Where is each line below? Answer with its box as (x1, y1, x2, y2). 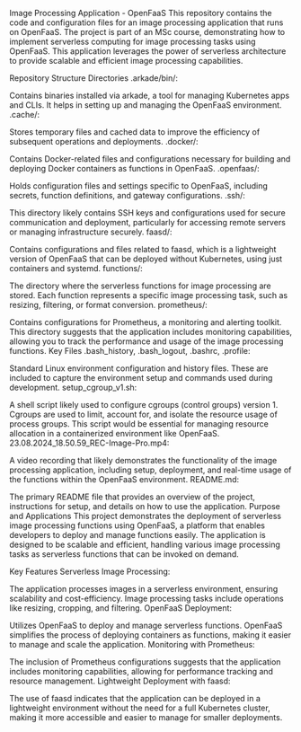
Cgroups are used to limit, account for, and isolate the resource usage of (9, 409, 279, 419)
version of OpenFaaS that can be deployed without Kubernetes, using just (9, 253, 283, 264)
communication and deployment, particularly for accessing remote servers (9, 217, 286, 227)
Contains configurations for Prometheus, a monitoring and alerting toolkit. (9, 317, 282, 327)
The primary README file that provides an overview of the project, (9, 491, 256, 502)
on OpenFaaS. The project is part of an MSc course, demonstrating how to (9, 27, 286, 37)
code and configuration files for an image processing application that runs (9, 17, 284, 28)
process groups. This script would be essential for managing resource (9, 419, 270, 429)
